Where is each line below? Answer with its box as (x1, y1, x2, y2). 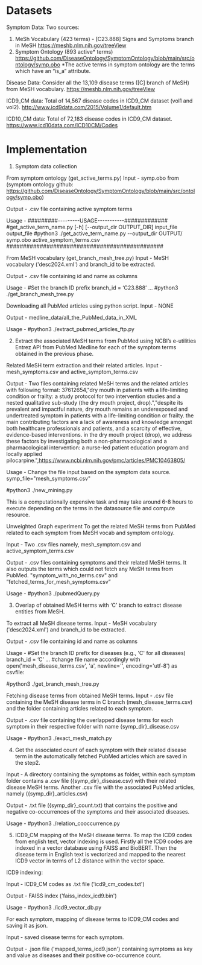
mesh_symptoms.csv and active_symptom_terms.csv (6, 368, 139, 375)
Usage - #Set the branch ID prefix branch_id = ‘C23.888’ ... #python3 (6, 284, 178, 291)
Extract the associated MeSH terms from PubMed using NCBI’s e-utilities (14, 337, 197, 344)
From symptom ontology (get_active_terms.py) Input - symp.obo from (6, 174, 180, 182)
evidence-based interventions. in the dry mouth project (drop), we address (6, 431, 192, 438)
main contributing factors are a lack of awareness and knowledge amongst (6, 418, 192, 425)
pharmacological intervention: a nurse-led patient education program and (6, 444, 189, 451)
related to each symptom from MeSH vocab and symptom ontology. (6, 529, 175, 536)
